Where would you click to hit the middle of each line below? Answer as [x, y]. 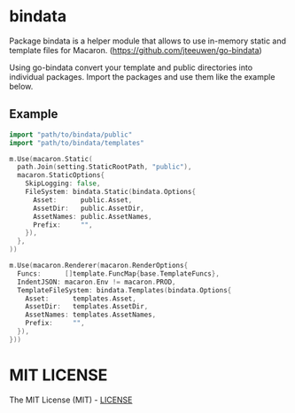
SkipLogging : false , [63, 183]
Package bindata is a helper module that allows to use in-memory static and [147, 41]
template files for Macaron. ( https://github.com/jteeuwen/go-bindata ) [136, 50]
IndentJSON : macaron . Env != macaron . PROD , [97, 282]
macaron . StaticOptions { [61, 175]
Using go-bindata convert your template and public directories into [131, 67]
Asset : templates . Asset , [81, 299]
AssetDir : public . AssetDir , [88, 208]
